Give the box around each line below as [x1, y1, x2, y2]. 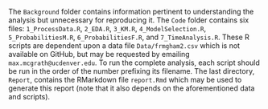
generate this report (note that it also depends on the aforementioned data [8, 83, 255, 93]
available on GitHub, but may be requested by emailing [8, 50, 191, 59]
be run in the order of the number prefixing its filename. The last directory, [8, 67, 255, 75]
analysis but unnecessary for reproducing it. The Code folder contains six [8, 15, 249, 25]
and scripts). [8, 92, 51, 101]
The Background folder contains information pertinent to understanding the [8, 7, 254, 16]
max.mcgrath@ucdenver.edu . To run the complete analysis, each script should [8, 58, 260, 67]
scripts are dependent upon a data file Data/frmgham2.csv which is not [8, 41, 240, 50]
